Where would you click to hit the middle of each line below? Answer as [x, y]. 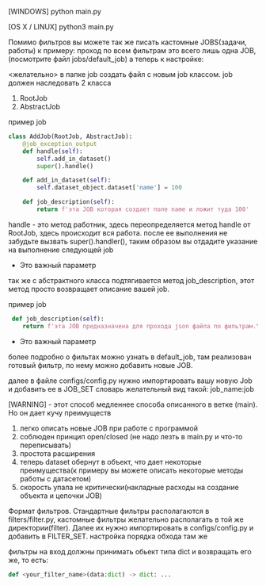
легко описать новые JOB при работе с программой [109, 428]
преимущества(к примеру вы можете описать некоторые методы [131, 470]
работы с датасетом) [55, 478]
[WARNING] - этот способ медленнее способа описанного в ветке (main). [133, 404]
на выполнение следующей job [61, 250]
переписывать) [46, 445]
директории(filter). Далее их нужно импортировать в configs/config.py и [131, 527]
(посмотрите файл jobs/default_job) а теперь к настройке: [106, 59]
